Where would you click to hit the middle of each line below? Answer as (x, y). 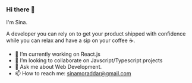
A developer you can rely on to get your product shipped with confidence (96, 34)
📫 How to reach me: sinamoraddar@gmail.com (73, 74)
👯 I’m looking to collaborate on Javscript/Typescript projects (89, 60)
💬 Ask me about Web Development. (58, 67)
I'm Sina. (17, 23)
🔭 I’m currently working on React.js (58, 54)
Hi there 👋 (21, 9)
